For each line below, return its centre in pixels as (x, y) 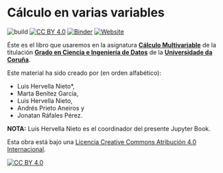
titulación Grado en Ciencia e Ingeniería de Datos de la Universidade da (110, 52)
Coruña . (19, 59)
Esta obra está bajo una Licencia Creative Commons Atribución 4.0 (102, 141)
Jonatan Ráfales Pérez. (50, 115)
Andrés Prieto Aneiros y (50, 108)
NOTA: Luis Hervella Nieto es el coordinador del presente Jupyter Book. (109, 128)
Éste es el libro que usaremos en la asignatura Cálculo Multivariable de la (112, 45)
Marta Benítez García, (48, 93)
